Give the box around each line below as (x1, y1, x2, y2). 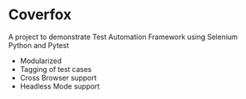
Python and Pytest (8, 40, 70, 49)
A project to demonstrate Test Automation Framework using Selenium (8, 32, 238, 42)
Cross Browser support (19, 73, 98, 82)
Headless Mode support (19, 81, 100, 91)
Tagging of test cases (19, 64, 92, 73)
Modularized (19, 56, 62, 65)
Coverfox (8, 6, 72, 24)
